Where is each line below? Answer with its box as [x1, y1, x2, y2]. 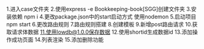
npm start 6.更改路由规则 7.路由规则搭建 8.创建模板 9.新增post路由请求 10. [6, 21, 193, 28]
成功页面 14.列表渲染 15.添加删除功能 [11, 36, 104, 43]
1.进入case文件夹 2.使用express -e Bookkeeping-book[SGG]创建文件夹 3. [6, 6, 192, 12]
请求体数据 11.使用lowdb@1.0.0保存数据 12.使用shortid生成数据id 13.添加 [11, 28, 193, 36]
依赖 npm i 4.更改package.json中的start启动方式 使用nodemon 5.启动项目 [11, 13, 197, 20]
